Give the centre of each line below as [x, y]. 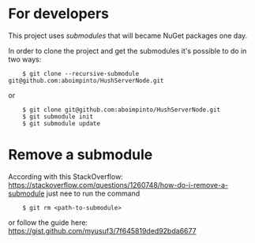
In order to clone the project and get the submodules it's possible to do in [127, 50]
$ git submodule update [62, 123]
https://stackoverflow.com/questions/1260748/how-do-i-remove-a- [118, 185]
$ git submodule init [58, 116]
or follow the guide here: [48, 222]
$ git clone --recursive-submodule [81, 73]
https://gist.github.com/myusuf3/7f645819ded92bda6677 [102, 230]
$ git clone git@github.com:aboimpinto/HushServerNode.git [122, 110]
